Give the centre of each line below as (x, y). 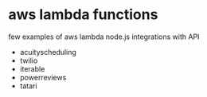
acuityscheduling (48, 52)
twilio (29, 60)
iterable (32, 68)
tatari (28, 86)
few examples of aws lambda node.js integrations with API (104, 37)
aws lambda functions (83, 15)
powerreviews (43, 77)
